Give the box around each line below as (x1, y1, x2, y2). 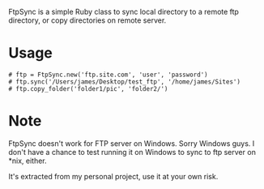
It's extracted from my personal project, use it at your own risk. (8, 171, 219, 181)
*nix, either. (8, 156, 47, 165)
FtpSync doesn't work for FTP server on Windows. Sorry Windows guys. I (8, 138, 255, 148)
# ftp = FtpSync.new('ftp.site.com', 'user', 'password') (8, 71, 208, 79)
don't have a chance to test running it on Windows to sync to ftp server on (8, 147, 257, 157)
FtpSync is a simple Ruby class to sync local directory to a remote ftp (8, 7, 239, 16)
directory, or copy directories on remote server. (8, 15, 167, 25)
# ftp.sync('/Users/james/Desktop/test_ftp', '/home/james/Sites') (8, 77, 241, 86)
